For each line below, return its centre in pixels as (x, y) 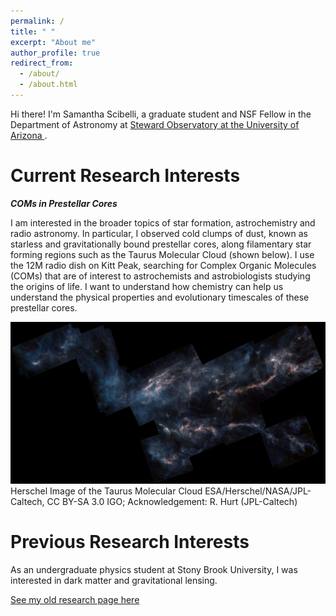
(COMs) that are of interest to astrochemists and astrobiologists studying (160, 276)
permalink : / (37, 21)
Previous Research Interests (130, 541)
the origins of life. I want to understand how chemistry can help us (147, 286)
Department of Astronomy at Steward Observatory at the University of (155, 124)
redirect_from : (42, 63)
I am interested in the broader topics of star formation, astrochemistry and (163, 222)
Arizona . (29, 135)
